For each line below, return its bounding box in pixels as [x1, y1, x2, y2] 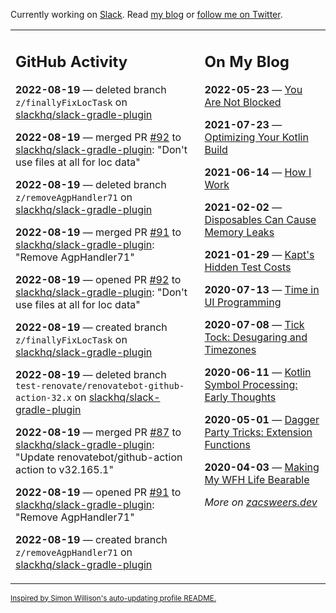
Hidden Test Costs [204, 260, 292, 274]
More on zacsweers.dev [204, 495, 318, 509]
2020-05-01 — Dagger [204, 412, 320, 426]
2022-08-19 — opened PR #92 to [15, 272, 182, 286]
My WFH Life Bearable [204, 472, 310, 486]
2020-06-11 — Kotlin [204, 365, 312, 379]
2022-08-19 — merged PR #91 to [15, 225, 182, 239]
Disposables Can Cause [204, 212, 317, 226]
